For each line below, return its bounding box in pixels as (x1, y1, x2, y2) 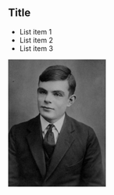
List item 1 (19, 27, 52, 36)
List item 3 (19, 43, 53, 53)
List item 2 (19, 35, 53, 45)
